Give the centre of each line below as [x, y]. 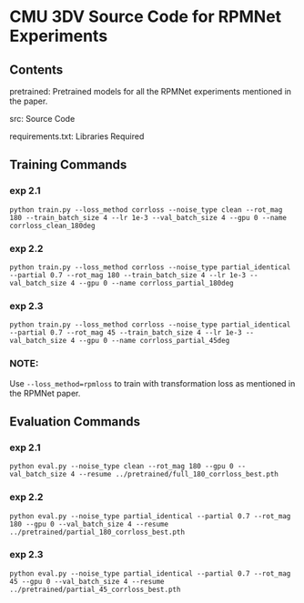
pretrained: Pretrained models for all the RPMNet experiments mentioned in [151, 91]
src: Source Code [42, 119]
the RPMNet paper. [45, 393]
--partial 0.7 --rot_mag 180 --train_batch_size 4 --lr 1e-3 [128, 275]
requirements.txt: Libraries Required [77, 136]
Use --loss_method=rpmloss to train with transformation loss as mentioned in [152, 383]
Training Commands [68, 165]
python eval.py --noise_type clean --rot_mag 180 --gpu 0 [122, 467]
